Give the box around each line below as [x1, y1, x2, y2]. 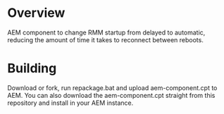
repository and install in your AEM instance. [7, 99, 134, 107]
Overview [7, 5, 66, 21]
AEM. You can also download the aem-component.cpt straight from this [7, 91, 216, 99]
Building [7, 61, 57, 77]
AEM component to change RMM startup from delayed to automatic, [7, 28, 206, 37]
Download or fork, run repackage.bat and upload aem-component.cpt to [7, 83, 218, 92]
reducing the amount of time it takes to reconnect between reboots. [7, 35, 204, 44]
